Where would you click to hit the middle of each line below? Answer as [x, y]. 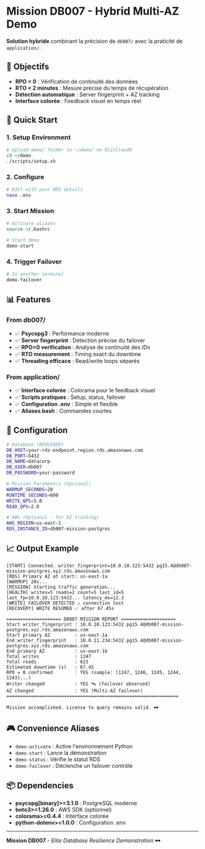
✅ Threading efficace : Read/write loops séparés [77, 360]
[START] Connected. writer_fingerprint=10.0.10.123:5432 [80, 565]
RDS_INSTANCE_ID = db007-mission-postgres [59, 529]
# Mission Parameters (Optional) [49, 484]
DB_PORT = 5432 [23, 456]
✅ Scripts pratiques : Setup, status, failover [70, 397]
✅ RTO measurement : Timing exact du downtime [78, 354]
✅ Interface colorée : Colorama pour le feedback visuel [85, 390]
